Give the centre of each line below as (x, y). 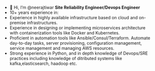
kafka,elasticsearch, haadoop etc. (43, 63)
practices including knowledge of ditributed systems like (66, 58)
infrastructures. (42, 23)
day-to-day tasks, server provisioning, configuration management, (76, 43)
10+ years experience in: (34, 12)
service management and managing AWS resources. (62, 48)
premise (18, 23)
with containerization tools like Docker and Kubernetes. (64, 33)
